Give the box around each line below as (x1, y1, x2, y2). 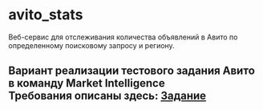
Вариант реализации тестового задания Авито (8, 64, 255, 78)
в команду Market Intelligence (8, 76, 166, 90)
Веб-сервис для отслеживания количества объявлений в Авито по (8, 32, 238, 42)
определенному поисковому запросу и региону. (8, 40, 175, 50)
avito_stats (8, 6, 83, 24)
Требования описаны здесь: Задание (8, 89, 207, 103)
